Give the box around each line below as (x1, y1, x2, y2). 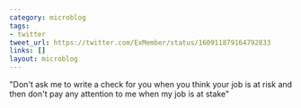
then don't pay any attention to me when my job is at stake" (9, 88, 230, 99)
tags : (9, 21, 30, 30)
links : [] (9, 46, 47, 55)
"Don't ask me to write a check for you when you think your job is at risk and (9, 79, 293, 89)
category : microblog (9, 12, 87, 22)
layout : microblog (9, 54, 78, 63)
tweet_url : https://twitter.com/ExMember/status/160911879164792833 (9, 37, 271, 47)
